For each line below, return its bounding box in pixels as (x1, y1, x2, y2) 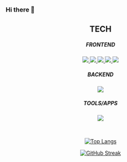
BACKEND (87, 71, 114, 78)
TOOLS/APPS (83, 99, 118, 106)
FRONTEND (85, 40, 116, 48)
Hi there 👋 (5, 5, 36, 14)
